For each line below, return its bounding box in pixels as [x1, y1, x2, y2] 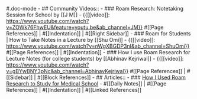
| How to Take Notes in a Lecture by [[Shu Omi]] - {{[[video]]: [6, 37, 156, 43]
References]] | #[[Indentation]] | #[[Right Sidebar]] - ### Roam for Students [6, 30, 191, 37]
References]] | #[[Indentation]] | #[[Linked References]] [6, 87, 142, 93]
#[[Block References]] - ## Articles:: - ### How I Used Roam [37, 74, 186, 81]
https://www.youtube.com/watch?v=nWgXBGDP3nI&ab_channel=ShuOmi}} [6, 42, 190, 49]
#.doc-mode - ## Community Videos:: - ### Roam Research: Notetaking [6, 5, 184, 12]
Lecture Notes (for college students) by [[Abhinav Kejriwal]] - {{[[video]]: [6, 55, 184, 62]
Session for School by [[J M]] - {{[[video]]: [6, 11, 110, 18]
